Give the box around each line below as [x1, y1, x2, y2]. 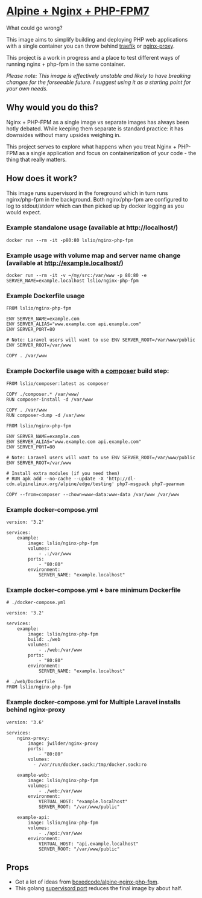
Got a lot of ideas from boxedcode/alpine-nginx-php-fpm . [14, 878, 159, 885]
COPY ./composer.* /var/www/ [6, 391, 80, 397]
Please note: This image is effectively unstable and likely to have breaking [6, 72, 191, 79]
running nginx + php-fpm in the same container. [6, 60, 125, 68]
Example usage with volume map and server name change [6, 251, 181, 260]
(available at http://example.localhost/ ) [6, 258, 124, 267]
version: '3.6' [6, 719, 45, 725]
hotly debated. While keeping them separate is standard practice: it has [6, 125, 184, 132]
